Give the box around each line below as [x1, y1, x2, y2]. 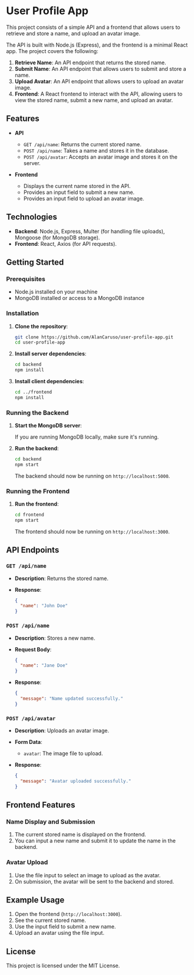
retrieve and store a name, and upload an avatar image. [6, 29, 140, 37]
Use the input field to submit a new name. [14, 923, 116, 930]
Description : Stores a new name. [14, 634, 96, 641]
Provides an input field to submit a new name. [23, 189, 134, 196]
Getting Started [6, 257, 64, 267]
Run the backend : [14, 445, 59, 452]
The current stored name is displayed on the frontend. [14, 831, 146, 838]
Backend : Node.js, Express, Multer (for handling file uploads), [14, 228, 165, 235]
